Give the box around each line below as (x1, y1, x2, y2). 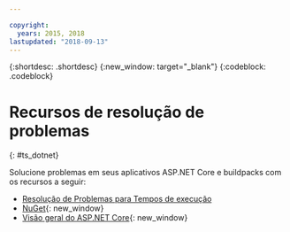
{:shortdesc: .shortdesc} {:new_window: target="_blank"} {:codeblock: (9, 61, 267, 72)
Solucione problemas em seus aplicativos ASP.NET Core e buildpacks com (9, 167, 282, 178)
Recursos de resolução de (9, 102, 205, 122)
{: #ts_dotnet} (9, 150, 59, 160)
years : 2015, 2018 (17, 28, 86, 38)
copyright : (9, 20, 50, 29)
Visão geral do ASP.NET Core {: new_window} (21, 213, 188, 223)
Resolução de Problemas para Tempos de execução (21, 194, 212, 205)
